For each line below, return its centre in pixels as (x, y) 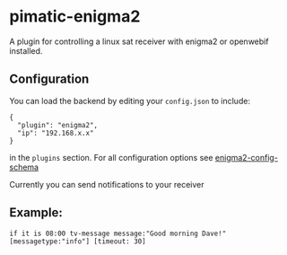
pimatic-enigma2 (75, 17)
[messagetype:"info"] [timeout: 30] (78, 241)
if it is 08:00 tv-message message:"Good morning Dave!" (118, 233)
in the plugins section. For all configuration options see (111, 157)
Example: (36, 213)
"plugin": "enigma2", (58, 125)
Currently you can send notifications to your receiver (107, 184)
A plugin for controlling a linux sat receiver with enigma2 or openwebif (139, 41)
